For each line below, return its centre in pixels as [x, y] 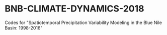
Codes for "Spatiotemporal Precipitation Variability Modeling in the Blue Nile [83, 22]
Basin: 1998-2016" [24, 27]
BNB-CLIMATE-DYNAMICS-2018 [74, 9]
